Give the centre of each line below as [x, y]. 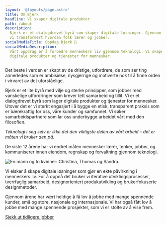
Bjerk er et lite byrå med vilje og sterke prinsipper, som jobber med [73, 91]
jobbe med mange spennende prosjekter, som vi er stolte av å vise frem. [79, 208]
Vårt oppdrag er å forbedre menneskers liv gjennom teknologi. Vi [80, 51]
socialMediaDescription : [31, 47]
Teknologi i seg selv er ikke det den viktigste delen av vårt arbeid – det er [80, 132]
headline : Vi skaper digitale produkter [48, 19]
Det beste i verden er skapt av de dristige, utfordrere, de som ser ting [76, 70]
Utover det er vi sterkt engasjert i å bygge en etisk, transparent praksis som [83, 106]
